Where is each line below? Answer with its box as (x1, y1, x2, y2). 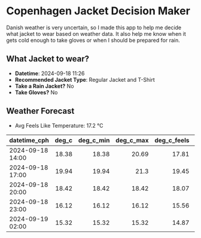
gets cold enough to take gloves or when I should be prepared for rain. (6, 36, 181, 44)
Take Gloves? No (14, 88, 58, 96)
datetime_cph (9, 136, 50, 144)
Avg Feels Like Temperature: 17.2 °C (14, 122, 103, 129)
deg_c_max (115, 136, 149, 144)
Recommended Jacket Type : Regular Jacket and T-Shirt (14, 76, 156, 83)
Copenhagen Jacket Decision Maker (6, 4, 190, 18)
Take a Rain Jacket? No (14, 82, 74, 89)
